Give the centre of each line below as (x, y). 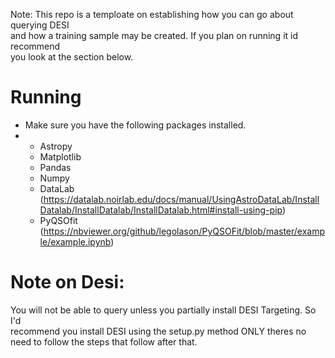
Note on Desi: (67, 282)
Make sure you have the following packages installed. (135, 125)
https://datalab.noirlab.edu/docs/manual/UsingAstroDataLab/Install (181, 199)
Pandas (55, 167)
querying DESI (40, 25)
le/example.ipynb (75, 241)
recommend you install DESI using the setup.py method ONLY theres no (158, 331)
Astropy (56, 146)
